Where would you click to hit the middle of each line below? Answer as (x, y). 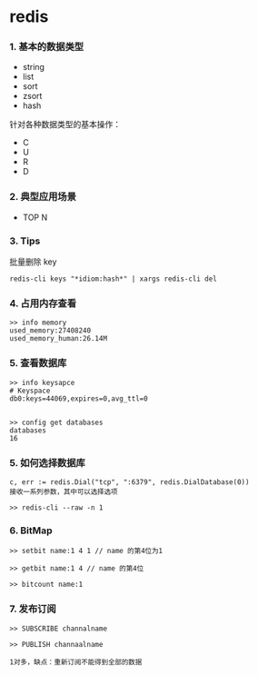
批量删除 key (33, 262)
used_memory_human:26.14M (58, 339)
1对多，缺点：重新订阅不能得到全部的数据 (76, 662)
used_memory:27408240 (50, 331)
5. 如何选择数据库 (48, 462)
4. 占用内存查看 (43, 303)
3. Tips (25, 241)
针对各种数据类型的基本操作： (65, 124)
